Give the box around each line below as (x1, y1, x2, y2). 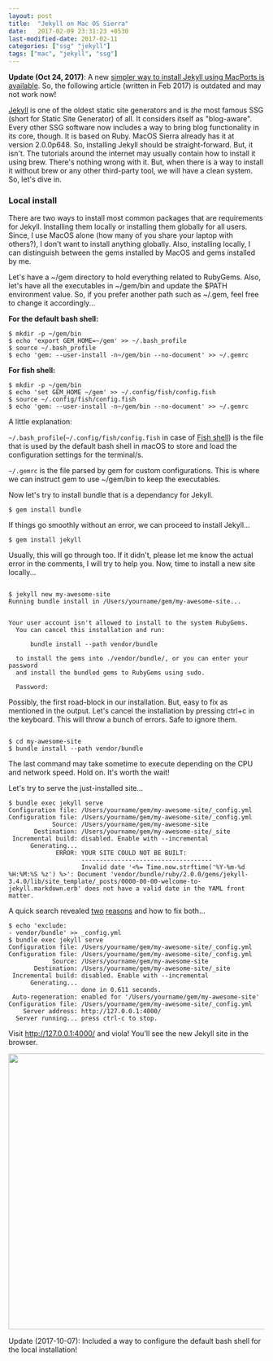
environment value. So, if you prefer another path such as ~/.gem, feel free (8, 290, 259, 300)
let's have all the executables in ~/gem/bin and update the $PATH (8, 281, 227, 291)
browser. (8, 1038, 38, 1047)
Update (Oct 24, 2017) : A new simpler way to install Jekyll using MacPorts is (8, 72, 265, 81)
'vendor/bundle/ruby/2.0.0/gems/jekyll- (110, 871, 249, 879)
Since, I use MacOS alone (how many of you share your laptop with (8, 230, 234, 240)
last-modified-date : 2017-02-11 (8, 34, 118, 43)
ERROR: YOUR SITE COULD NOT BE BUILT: (55, 849, 187, 858)
